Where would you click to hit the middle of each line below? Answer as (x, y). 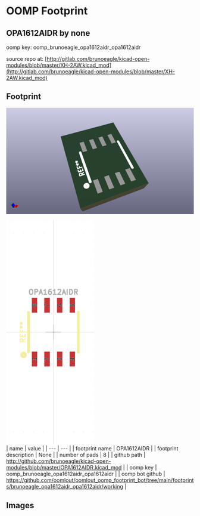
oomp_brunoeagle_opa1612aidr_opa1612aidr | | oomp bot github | (86, 474)
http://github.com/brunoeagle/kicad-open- (59, 461)
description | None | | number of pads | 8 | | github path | (76, 455)
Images (20, 505)
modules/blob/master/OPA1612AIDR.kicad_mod (64, 468)
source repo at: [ (26, 59)
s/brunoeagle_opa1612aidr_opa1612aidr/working (65, 487)
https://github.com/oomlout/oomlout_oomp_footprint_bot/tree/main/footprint (100, 480)
